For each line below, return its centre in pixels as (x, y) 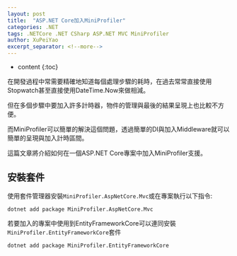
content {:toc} (38, 67)
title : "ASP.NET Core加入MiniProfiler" (67, 21)
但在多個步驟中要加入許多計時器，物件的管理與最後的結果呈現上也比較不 (112, 105)
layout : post (27, 14)
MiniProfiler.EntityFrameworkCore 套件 (64, 232)
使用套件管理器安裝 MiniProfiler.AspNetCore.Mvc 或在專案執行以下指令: (110, 196)
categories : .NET (33, 27)
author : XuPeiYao (33, 40)
